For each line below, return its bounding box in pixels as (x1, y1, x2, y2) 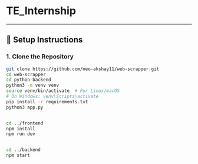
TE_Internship (6, 4, 77, 18)
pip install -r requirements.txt (6, 99, 88, 104)
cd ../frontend (6, 120, 44, 126)
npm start (6, 152, 31, 159)
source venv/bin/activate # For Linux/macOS (6, 88, 120, 94)
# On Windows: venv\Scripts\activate (6, 93, 99, 99)
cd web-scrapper (6, 71, 46, 77)
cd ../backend (6, 147, 41, 153)
